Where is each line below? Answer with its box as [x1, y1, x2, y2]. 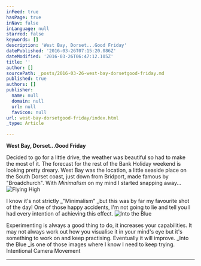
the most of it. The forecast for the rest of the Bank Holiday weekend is [6, 160, 181, 168]
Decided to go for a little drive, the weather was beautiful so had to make [6, 154, 186, 161]
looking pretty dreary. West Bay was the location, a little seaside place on [6, 166, 187, 174]
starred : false [6, 31, 44, 37]
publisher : [6, 87, 33, 93]
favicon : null [11, 109, 47, 115]
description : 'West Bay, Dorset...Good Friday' [6, 43, 127, 49]
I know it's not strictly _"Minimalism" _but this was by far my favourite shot [6, 198, 190, 205]
